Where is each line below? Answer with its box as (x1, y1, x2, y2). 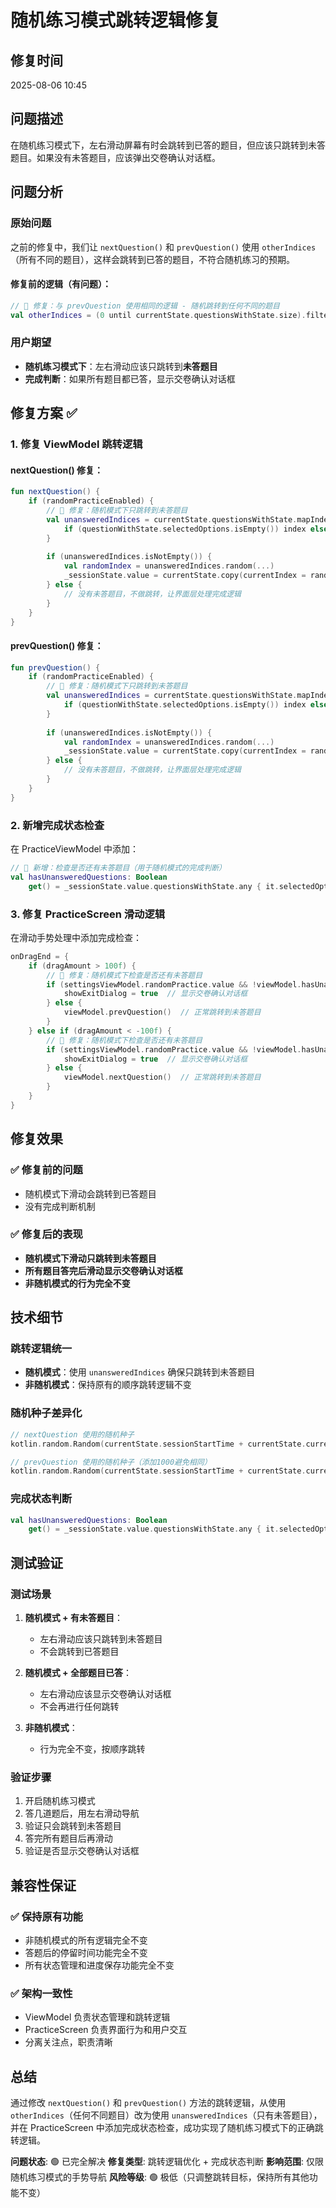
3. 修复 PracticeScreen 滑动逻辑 (10, 907, 166, 921)
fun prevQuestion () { (10, 662, 101, 673)
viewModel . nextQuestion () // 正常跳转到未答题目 (63, 1072, 262, 1083)
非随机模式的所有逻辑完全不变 (24, 1934, 148, 1946)
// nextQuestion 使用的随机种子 (10, 1429, 135, 1440)
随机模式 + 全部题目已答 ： (24, 1667, 132, 1679)
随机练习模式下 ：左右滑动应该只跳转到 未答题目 (24, 360, 218, 372)
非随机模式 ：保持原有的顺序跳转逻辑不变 (24, 1379, 192, 1391)
